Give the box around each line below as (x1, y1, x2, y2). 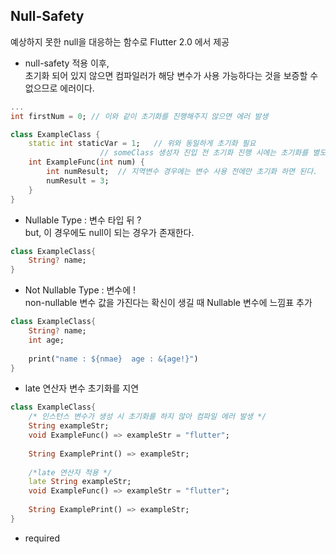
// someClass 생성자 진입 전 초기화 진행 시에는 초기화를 (99, 148, 309, 158)
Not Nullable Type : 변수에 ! (24, 284, 137, 296)
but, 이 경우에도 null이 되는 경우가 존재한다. (24, 226, 195, 238)
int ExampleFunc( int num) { (28, 157, 145, 168)
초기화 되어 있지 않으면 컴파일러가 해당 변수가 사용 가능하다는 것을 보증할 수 (24, 69, 319, 81)
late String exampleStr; (28, 477, 132, 487)
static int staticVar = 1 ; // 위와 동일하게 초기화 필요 (28, 139, 257, 149)
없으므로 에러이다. (24, 82, 95, 94)
